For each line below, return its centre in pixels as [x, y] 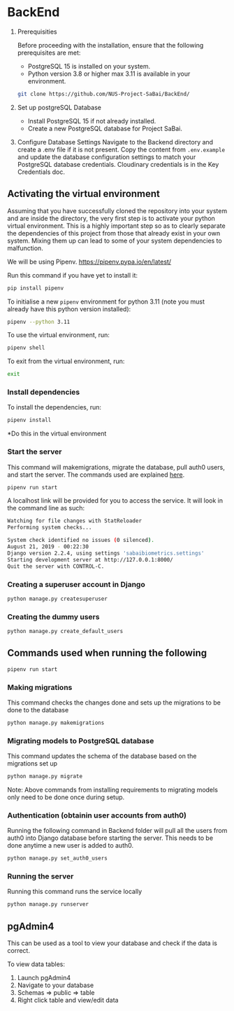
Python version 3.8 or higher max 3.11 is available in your [109, 74]
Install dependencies [44, 392]
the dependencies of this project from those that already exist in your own [114, 233]
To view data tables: [36, 964]
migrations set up [32, 764]
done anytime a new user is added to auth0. [71, 846]
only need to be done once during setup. [66, 797]
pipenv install [29, 420]
